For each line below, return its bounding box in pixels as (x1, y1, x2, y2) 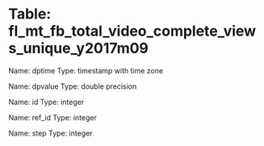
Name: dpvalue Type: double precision (8, 81, 137, 91)
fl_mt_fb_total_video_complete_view (8, 22, 257, 40)
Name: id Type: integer (8, 97, 85, 106)
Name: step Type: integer (8, 128, 93, 138)
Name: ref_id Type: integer (8, 112, 97, 122)
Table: (8, 5, 52, 23)
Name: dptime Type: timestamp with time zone (8, 65, 164, 75)
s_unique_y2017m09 (8, 40, 149, 57)
